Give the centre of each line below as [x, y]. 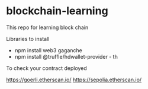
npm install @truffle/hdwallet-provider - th [66, 56]
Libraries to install [28, 39]
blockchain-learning [57, 11]
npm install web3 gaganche [49, 50]
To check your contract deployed [46, 68]
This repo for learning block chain [47, 27]
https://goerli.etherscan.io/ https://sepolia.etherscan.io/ [74, 80]
